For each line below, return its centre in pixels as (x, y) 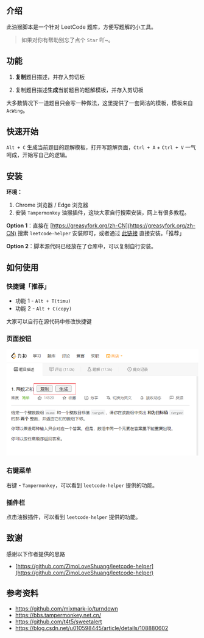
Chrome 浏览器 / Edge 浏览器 (51, 205)
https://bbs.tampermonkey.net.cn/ (58, 615)
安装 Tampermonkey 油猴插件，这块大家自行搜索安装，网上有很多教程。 (102, 213)
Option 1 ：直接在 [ (30, 226)
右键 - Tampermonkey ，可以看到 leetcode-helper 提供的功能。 (82, 485)
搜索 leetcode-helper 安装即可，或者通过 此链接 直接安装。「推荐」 (101, 233)
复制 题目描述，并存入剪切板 (50, 77)
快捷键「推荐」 (28, 286)
